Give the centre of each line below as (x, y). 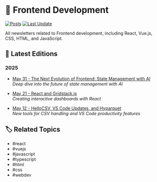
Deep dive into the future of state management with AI (67, 84)
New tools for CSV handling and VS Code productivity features (76, 113)
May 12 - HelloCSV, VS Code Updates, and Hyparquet (67, 108)
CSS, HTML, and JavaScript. (34, 38)
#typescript (24, 159)
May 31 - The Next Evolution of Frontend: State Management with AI (81, 79)
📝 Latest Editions (31, 54)
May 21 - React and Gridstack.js (45, 93)
